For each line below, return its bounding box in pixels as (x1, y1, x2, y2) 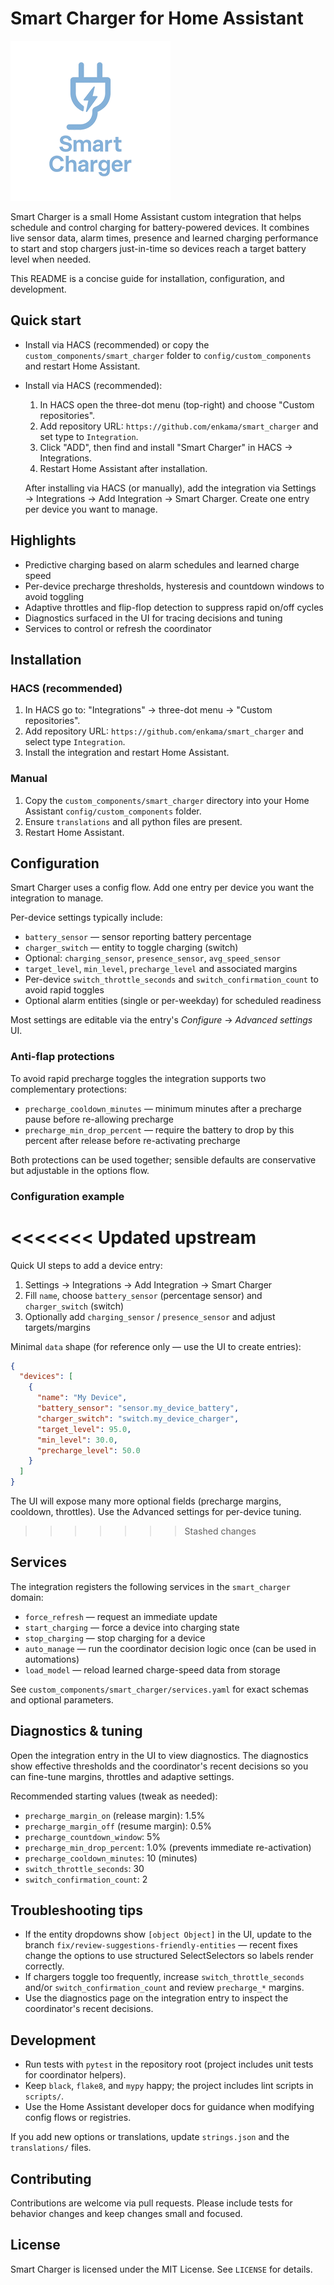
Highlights (10, 532, 77, 549)
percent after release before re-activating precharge (24, 1134, 241, 1146)
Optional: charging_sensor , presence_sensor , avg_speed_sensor (24, 952, 282, 964)
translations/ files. (10, 2142, 92, 2154)
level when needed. (10, 253, 92, 265)
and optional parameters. (10, 1693, 114, 1706)
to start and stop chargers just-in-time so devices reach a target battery (10, 242, 307, 254)
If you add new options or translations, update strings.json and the (10, 2131, 290, 2143)
